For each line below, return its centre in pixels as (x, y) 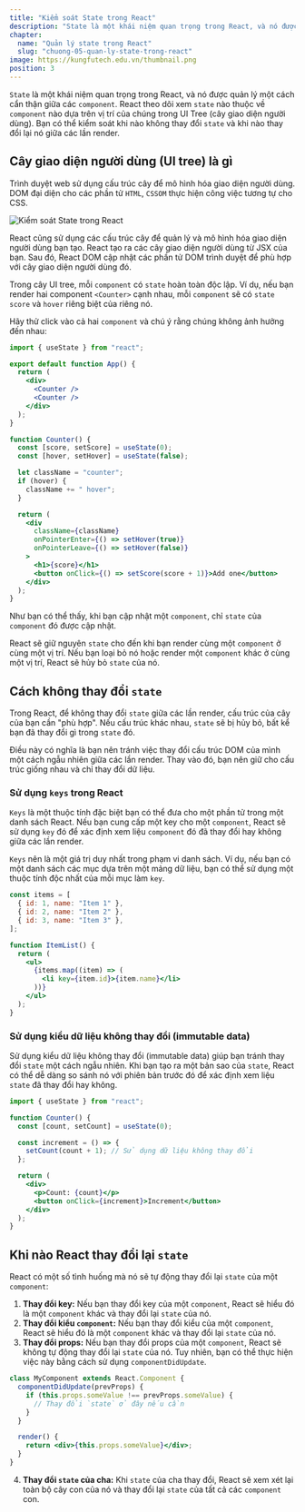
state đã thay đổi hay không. (64, 1084)
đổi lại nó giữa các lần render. (64, 133)
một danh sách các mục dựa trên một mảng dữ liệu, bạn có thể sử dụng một (152, 869)
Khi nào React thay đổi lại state (99, 1255)
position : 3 (32, 69)
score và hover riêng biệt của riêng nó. (81, 303)
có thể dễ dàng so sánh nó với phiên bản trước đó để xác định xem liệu (142, 1075)
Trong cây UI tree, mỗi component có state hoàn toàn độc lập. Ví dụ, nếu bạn (152, 284)
